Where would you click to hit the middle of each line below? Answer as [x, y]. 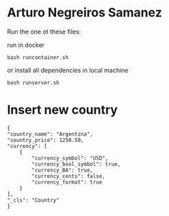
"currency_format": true [67, 182]
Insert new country [63, 110]
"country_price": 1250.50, [45, 140]
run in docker [26, 45]
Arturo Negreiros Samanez [84, 13]
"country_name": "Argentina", [50, 134]
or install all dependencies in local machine [68, 70]
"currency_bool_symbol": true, [76, 164]
